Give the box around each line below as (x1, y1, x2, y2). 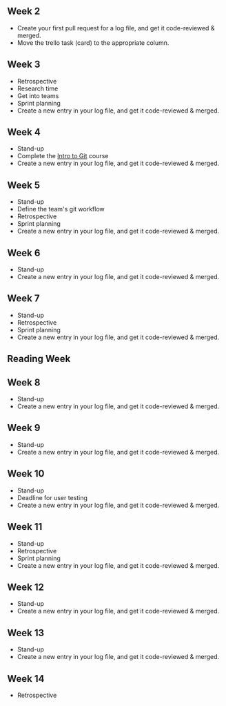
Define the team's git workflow (17, 205, 105, 213)
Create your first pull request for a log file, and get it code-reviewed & (17, 23, 215, 32)
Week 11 (7, 521, 43, 533)
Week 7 (7, 293, 40, 305)
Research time (17, 84, 59, 93)
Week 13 (7, 627, 45, 638)
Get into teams (17, 91, 59, 99)
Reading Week (7, 353, 71, 365)
